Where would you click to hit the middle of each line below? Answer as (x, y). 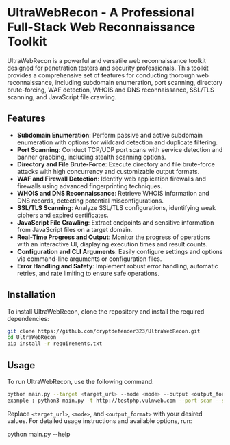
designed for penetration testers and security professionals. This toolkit (108, 68)
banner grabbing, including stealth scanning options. (91, 157)
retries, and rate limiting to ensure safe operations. (88, 273)
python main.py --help (39, 434)
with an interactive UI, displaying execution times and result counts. (112, 244)
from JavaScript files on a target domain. (75, 229)
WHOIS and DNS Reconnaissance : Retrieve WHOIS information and (113, 193)
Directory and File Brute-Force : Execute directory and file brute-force (116, 164)
